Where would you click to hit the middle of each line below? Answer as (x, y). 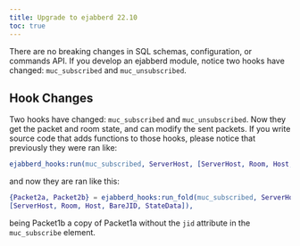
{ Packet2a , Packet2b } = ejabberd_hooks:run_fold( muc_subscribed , (133, 198)
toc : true (28, 26)
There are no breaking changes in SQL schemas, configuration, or (131, 51)
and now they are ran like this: (65, 181)
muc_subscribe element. (53, 232)
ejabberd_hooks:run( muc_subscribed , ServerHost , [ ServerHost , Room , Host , (151, 164)
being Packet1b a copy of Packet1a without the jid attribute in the (130, 223)
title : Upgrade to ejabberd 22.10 (74, 17)
